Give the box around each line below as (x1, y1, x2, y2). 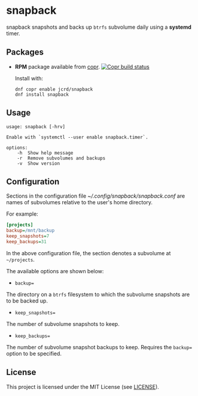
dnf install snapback (14, 91, 69, 98)
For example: (6, 210, 39, 217)
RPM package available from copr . (14, 63, 100, 70)
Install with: (14, 74, 44, 81)
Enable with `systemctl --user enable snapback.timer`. (6, 134, 148, 140)
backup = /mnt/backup (6, 228, 55, 234)
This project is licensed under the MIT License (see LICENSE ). (6, 383, 160, 390)
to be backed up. (6, 297, 48, 304)
